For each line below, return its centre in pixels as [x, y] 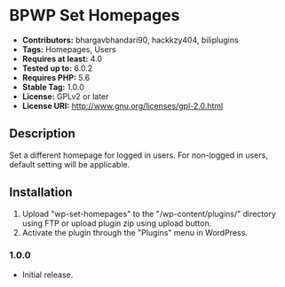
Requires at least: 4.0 [62, 58]
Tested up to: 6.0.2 [57, 68]
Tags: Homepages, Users [69, 49]
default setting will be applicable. [70, 164]
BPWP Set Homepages [95, 16]
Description [42, 134]
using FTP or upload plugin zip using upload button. [117, 223]
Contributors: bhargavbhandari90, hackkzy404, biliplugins [130, 40]
